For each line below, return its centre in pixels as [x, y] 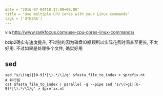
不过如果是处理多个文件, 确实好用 [49, 48]
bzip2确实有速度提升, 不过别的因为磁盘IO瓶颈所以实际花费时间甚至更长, [77, 42]
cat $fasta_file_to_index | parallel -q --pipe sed [59, 85]
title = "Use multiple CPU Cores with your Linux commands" [68, 14]
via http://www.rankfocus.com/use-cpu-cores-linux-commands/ [70, 32]
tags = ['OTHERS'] [24, 18]
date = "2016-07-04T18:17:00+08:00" [42, 9]
